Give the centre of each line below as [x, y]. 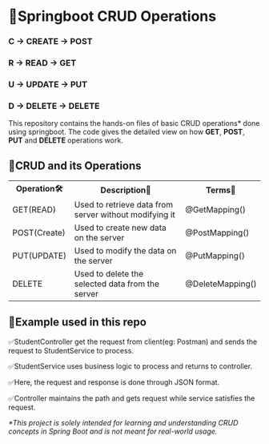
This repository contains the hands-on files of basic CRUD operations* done [134, 123]
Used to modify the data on [125, 251]
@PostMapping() [217, 233]
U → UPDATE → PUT [48, 84]
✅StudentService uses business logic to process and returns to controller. [130, 366]
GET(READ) [34, 210]
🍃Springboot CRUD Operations [112, 16]
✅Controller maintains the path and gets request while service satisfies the [132, 398]
